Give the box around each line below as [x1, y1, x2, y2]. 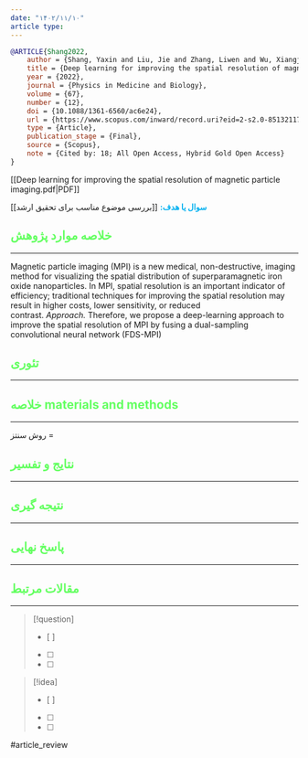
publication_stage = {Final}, [27, 132, 143, 142]
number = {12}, [27, 98, 85, 107]
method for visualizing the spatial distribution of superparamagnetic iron [10, 271, 282, 282]
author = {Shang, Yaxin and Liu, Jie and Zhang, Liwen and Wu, [27, 56, 273, 65]
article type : [10, 22, 65, 31]
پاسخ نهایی [10, 539, 65, 555]
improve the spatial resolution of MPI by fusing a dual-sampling [10, 319, 250, 330]
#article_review [10, 740, 69, 751]
